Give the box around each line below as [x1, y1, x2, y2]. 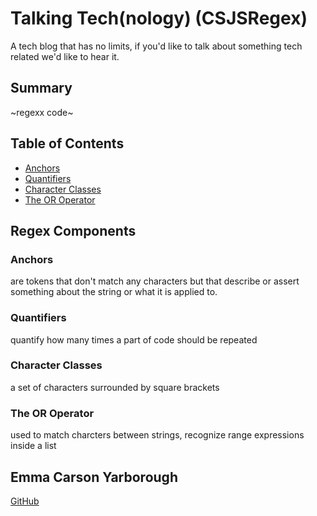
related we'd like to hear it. [10, 50, 120, 62]
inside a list [10, 440, 57, 452]
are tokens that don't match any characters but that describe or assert [10, 275, 300, 287]
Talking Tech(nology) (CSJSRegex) [10, 7, 308, 30]
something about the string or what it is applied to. [10, 286, 218, 298]
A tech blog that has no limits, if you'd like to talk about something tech [10, 40, 303, 52]
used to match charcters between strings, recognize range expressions [10, 429, 305, 441]
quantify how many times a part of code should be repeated [10, 333, 258, 346]
